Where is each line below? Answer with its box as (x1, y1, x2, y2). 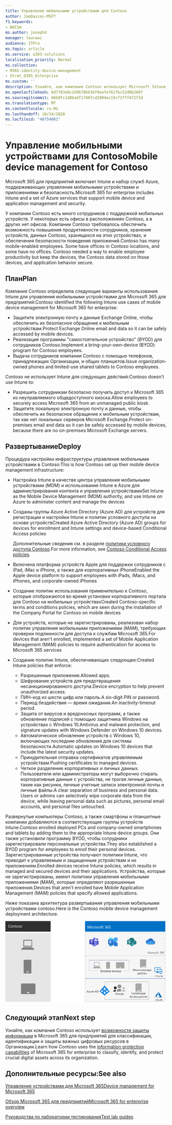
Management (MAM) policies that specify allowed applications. (5, 890, 138, 896)
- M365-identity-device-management (5, 68, 81, 73)
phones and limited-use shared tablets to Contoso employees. (28, 363, 160, 370)
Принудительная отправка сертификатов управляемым (20, 754, 143, 760)
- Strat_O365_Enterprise (5, 74, 58, 79)
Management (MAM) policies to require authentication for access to (12, 641, 156, 648)
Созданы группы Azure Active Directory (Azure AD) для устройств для (12, 508, 165, 514)
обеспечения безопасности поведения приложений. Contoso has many (5, 238, 160, 244)
